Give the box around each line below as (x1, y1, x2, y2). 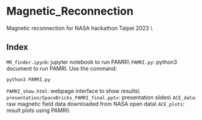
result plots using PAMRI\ (6, 107, 70, 114)
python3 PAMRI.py (6, 76, 51, 83)
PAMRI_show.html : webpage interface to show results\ (6, 87, 140, 94)
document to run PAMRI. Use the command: (6, 65, 118, 72)
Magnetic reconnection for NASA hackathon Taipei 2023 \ (6, 24, 153, 32)
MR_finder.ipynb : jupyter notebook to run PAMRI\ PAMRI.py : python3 (6, 58, 178, 65)
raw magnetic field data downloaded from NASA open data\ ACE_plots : (6, 100, 185, 107)
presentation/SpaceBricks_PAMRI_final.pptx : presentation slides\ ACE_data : (6, 93, 197, 101)
